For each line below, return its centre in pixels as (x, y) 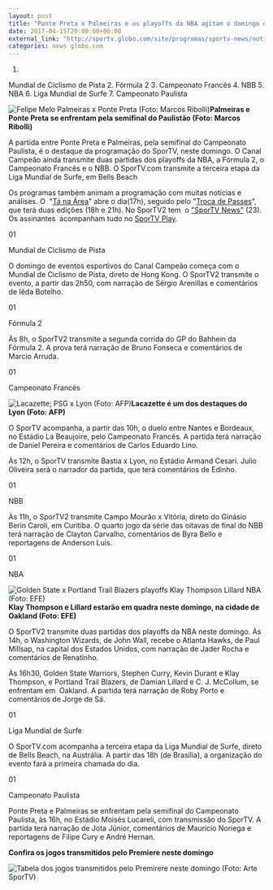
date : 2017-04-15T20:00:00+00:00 (65, 31)
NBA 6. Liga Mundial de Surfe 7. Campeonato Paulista (98, 93)
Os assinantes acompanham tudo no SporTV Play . (93, 219)
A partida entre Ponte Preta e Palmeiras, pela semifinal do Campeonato (127, 142)
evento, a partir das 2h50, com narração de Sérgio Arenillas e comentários (133, 283)
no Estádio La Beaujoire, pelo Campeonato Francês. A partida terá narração (135, 436)
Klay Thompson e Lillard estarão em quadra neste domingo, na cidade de (134, 607)
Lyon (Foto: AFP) (37, 412)
